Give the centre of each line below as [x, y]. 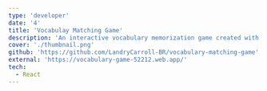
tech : [17, 67]
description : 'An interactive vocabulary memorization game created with [134, 38]
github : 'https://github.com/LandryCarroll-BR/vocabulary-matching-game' [134, 52]
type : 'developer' [39, 15]
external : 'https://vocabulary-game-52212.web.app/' [98, 60]
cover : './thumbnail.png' [51, 45]
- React [28, 74]
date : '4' [25, 23]
